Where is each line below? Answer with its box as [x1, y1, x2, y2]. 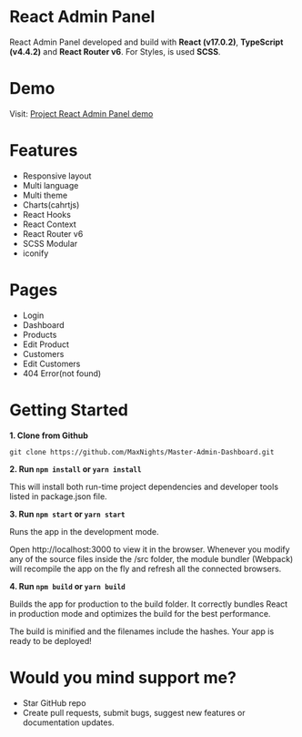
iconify [22, 248, 49, 259]
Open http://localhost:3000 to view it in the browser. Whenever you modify [9, 544, 290, 555]
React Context [22, 219, 76, 230]
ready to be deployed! [9, 635, 93, 646]
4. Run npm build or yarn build [9, 580, 126, 591]
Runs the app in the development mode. [9, 526, 159, 537]
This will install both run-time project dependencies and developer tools [9, 481, 279, 492]
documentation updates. [22, 717, 116, 728]
